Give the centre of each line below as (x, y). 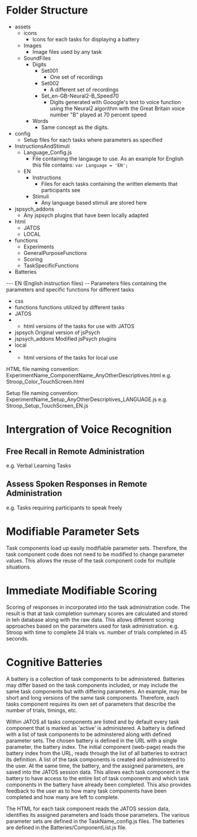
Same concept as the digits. (75, 127)
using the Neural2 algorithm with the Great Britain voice (117, 108)
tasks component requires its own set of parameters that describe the (91, 704)
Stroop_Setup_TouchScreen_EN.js (47, 405)
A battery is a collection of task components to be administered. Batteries (95, 678)
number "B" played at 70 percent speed (98, 114)
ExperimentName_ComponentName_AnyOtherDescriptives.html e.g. (89, 375)
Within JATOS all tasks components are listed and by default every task (93, 722)
